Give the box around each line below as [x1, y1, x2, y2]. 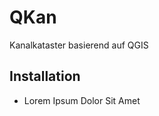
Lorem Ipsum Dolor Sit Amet [23, 94, 141, 106]
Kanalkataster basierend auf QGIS [9, 39, 149, 51]
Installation [9, 68, 81, 85]
